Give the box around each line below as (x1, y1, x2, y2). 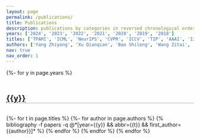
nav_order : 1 (6, 53, 39, 59)
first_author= (149, 121, 182, 128)
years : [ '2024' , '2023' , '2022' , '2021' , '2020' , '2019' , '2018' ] (6, 31, 174, 37)
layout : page (6, 8, 39, 15)
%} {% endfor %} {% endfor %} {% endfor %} (36, 127, 151, 134)
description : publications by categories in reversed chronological (6, 25, 180, 31)
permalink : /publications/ (6, 14, 73, 20)
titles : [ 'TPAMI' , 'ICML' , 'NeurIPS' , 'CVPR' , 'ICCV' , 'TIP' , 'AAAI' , (6, 36, 185, 42)
